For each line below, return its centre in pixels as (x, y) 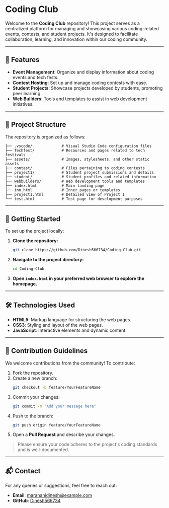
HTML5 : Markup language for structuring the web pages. (72, 319)
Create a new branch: (35, 378)
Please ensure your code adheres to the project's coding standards (87, 445)
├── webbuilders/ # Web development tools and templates (75, 181)
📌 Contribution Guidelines (47, 351)
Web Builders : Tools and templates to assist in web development (80, 99)
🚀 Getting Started (33, 219)
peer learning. (27, 93)
